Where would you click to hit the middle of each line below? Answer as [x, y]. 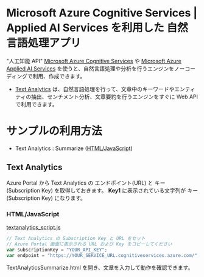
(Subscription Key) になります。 [46, 198]
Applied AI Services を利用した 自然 [97, 28]
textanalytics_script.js [33, 227]
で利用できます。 [36, 104]
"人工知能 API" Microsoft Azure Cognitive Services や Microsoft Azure [94, 61]
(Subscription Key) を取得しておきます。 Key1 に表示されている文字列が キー [102, 190]
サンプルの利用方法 [54, 131]
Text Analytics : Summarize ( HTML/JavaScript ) [74, 148]
